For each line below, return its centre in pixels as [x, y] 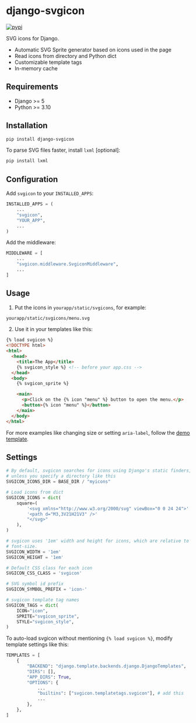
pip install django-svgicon [40, 139]
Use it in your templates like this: [54, 329]
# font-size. [22, 546]
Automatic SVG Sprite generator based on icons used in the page [93, 50]
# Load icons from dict [35, 492]
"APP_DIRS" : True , [49, 677]
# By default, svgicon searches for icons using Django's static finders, [99, 471]
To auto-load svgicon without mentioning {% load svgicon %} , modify [90, 638]
